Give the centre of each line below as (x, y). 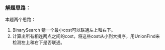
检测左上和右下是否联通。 (39, 43)
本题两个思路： (20, 20)
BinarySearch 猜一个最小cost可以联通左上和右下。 (64, 30)
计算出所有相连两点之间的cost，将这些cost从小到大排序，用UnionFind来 (86, 36)
